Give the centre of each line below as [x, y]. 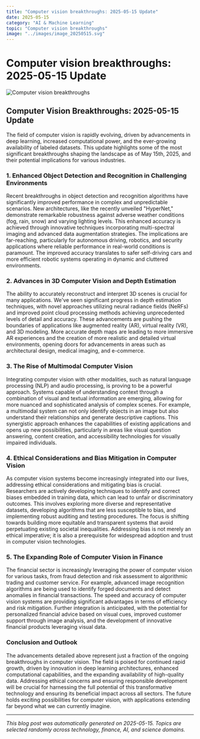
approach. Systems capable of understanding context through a [85, 392]
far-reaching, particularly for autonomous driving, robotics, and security [94, 240]
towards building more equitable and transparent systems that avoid [90, 523]
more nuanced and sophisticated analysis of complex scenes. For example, [99, 404]
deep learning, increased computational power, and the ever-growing [91, 141]
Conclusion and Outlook [42, 643]
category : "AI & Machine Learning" [50, 23]
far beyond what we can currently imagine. [59, 706]
